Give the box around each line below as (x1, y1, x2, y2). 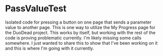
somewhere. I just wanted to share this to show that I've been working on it (5, 40, 158, 46)
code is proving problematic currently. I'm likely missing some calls (5, 35, 142, 41)
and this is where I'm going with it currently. (5, 45, 94, 51)
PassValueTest (5, 3, 67, 14)
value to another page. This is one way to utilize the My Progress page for (5, 24, 156, 30)
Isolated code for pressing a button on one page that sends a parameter (5, 19, 152, 25)
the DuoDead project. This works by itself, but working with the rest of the (5, 29, 156, 35)
